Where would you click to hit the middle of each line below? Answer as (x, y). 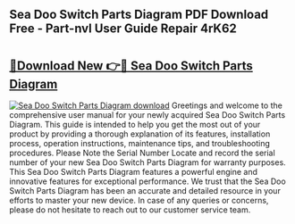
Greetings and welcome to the (227, 105)
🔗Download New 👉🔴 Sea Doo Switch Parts (131, 66)
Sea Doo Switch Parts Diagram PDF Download (139, 15)
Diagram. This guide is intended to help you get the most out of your (135, 124)
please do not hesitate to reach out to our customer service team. (130, 210)
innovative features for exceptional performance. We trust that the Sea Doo (147, 181)
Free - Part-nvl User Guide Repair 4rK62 (123, 29)
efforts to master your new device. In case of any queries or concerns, (139, 200)
